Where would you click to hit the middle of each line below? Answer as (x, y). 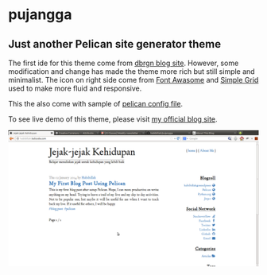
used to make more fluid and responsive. (75, 88)
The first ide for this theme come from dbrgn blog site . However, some (124, 63)
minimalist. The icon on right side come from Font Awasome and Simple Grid (133, 80)
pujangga (40, 15)
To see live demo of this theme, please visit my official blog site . (113, 119)
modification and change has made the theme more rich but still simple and (132, 72)
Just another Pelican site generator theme (115, 44)
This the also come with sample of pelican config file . (96, 104)
